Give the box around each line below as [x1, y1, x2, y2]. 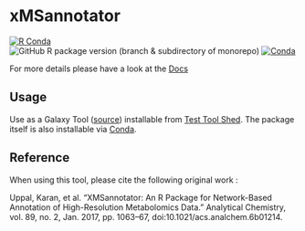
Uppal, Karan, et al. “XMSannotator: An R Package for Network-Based [9, 192, 272, 203]
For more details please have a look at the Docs [9, 63, 189, 74]
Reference [9, 150, 70, 165]
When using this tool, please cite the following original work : [9, 174, 239, 185]
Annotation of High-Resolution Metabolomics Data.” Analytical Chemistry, [9, 202, 286, 213]
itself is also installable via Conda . [9, 123, 137, 134]
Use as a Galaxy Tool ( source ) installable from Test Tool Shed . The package [9, 113, 295, 124]
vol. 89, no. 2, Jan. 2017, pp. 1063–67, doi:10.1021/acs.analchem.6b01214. [9, 211, 283, 222]
